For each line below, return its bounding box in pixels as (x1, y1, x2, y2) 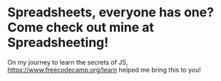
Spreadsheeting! (7, 35, 109, 50)
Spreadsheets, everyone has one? (7, 4, 215, 21)
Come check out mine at (7, 19, 155, 36)
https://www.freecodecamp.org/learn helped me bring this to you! (7, 65, 201, 74)
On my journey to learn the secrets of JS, (7, 58, 128, 66)
